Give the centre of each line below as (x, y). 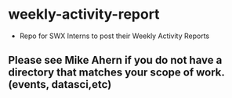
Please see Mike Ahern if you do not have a (115, 60)
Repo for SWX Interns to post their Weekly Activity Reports (114, 36)
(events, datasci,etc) (60, 84)
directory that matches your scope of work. (116, 73)
